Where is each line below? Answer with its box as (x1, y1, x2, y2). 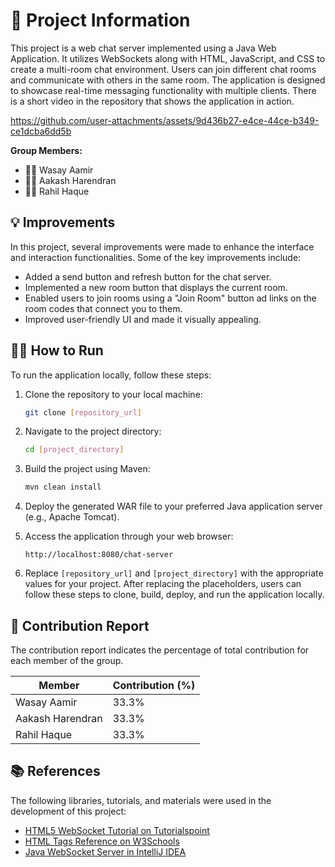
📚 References (10, 763, 101, 780)
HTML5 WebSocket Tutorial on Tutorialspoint (24, 824, 210, 836)
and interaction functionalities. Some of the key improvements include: (10, 251, 302, 263)
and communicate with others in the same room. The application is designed (10, 74, 326, 86)
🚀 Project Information (10, 9, 191, 32)
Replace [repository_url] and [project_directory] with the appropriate (24, 567, 324, 579)
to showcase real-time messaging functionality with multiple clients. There (10, 84, 317, 96)
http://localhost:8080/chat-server (24, 550, 174, 560)
